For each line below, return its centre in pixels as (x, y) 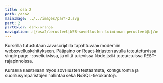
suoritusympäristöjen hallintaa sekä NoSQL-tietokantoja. (61, 76)
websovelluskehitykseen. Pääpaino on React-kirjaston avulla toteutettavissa (81, 51)
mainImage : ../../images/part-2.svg (42, 18)
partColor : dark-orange (29, 28)
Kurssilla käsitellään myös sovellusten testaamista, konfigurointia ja (72, 70)
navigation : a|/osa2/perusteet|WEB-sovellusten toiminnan (65, 32)
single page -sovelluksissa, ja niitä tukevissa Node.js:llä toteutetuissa (74, 56)
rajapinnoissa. (19, 61)
